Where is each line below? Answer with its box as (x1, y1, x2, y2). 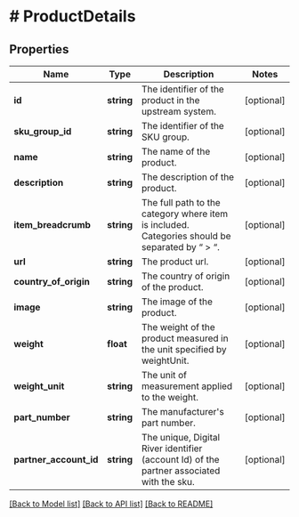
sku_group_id (13, 125, 72, 137)
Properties (9, 42, 69, 57)
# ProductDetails (9, 6, 136, 27)
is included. (141, 219, 190, 230)
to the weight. (141, 392, 198, 403)
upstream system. (141, 105, 216, 117)
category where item (141, 207, 229, 220)
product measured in (141, 332, 229, 344)
